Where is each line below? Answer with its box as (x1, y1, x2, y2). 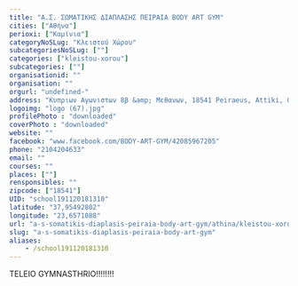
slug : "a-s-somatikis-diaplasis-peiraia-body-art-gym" (9, 227, 216, 236)
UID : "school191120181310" (9, 195, 109, 204)
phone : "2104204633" (9, 145, 86, 154)
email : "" (9, 153, 46, 163)
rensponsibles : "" (9, 179, 77, 187)
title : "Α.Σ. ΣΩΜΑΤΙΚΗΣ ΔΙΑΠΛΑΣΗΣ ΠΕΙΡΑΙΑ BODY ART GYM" (9, 12, 224, 22)
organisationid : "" (9, 71, 82, 80)
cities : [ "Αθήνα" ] (9, 21, 77, 30)
